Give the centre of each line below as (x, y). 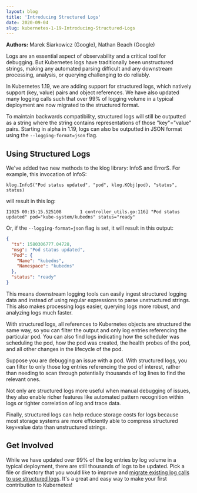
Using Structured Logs (48, 154)
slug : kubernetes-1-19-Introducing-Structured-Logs (71, 28)
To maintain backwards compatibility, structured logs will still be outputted (96, 117)
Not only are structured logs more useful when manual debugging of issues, (98, 391)
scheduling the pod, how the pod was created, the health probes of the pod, (98, 343)
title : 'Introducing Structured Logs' (54, 17)
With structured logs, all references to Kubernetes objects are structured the (98, 324)
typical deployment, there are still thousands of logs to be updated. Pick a (96, 466)
